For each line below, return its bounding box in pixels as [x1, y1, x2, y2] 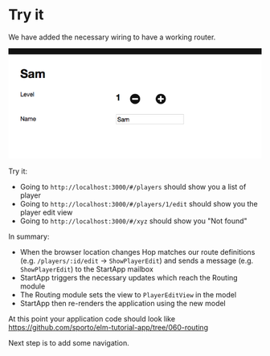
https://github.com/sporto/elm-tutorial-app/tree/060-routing [8, 322, 209, 332]
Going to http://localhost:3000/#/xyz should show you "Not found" [19, 215, 247, 226]
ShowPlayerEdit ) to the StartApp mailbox [19, 264, 154, 274]
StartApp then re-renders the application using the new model [19, 298, 227, 308]
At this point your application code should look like [8, 313, 175, 323]
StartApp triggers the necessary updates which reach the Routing [19, 272, 239, 282]
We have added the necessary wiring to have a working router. [8, 32, 216, 42]
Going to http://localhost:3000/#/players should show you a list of [19, 182, 247, 191]
